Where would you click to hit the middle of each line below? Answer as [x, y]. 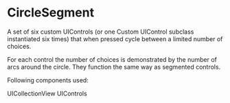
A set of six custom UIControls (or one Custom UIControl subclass [101, 32]
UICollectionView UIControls [47, 93]
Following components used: [48, 80]
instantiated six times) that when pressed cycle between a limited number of [115, 38]
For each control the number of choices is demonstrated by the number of [112, 59]
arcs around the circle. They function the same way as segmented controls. [114, 67]
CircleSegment [51, 13]
